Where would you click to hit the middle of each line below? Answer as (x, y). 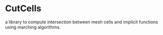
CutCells (23, 9)
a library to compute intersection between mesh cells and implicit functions (81, 22)
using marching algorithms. (33, 27)
